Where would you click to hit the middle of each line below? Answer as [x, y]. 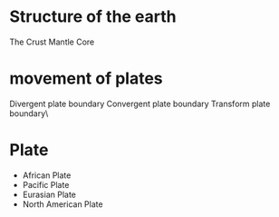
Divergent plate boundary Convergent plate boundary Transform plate [140, 104]
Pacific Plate [46, 184]
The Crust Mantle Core [52, 42]
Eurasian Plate [49, 194]
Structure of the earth [93, 17]
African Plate [47, 175]
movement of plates [86, 79]
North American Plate [63, 204]
